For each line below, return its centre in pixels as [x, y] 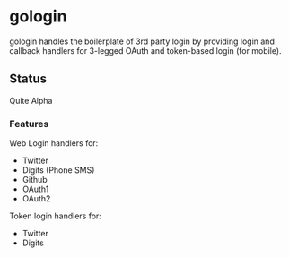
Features [29, 124]
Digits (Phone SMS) [58, 170]
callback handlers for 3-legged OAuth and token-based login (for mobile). [145, 50]
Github [35, 180]
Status [28, 79]
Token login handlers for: [55, 216]
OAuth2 [36, 199]
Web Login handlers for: [54, 143]
